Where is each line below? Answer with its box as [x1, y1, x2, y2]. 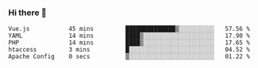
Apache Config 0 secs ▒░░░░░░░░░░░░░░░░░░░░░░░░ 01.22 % [8, 53, 250, 61]
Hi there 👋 [8, 7, 48, 18]
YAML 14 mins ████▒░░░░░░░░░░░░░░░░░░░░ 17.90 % [8, 32, 250, 40]
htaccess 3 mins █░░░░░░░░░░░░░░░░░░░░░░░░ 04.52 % [8, 46, 250, 54]
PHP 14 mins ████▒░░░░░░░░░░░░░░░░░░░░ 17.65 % [8, 39, 250, 47]
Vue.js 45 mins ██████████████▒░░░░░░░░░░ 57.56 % [8, 25, 250, 33]
